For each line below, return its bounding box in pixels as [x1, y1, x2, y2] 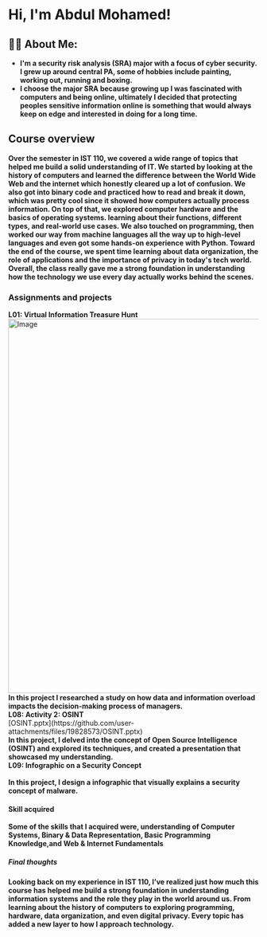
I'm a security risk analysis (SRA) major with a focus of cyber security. [19, 58, 257, 68]
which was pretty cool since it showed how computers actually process [8, 195, 250, 205]
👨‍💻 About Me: [8, 37, 78, 51]
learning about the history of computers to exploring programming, [8, 903, 235, 912]
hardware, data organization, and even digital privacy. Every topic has [8, 911, 244, 921]
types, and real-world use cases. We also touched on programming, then [8, 221, 254, 230]
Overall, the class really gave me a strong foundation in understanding [8, 263, 246, 272]
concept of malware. [8, 786, 78, 796]
